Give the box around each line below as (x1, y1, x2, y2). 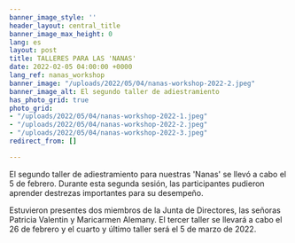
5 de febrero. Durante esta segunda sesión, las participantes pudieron (9, 178, 265, 189)
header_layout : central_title (9, 21, 121, 30)
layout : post (9, 46, 58, 55)
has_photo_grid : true (9, 95, 89, 105)
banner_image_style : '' (9, 12, 97, 22)
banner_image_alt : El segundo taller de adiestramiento (9, 87, 220, 96)
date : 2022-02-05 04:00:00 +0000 (9, 63, 133, 72)
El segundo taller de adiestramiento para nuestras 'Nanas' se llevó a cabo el (9, 169, 287, 179)
